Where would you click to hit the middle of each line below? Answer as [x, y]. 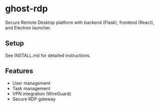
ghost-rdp [27, 9]
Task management [31, 88]
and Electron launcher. [28, 27]
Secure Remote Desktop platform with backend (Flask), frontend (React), [80, 22]
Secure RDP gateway [34, 99]
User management [31, 83]
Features [19, 71]
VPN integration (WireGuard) [42, 94]
